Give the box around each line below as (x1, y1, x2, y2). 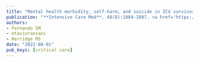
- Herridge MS (6, 36, 41, 42)
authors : (6, 19, 28, 25)
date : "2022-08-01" (6, 42, 54, 48)
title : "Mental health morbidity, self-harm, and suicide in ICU (6, 8, 171, 15)
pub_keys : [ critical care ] (6, 47, 73, 53)
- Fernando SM (6, 25, 41, 31)
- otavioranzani (6, 31, 46, 37)
